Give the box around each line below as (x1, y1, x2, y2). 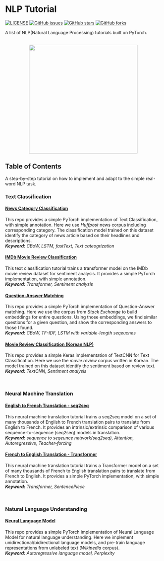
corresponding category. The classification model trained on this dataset (5, 227, 154, 233)
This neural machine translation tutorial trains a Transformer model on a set (5, 462, 159, 468)
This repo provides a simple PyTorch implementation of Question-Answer (5, 304, 155, 310)
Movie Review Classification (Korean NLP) (5, 341, 94, 347)
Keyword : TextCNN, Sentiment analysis (5, 368, 87, 374)
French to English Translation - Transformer (5, 451, 98, 458)
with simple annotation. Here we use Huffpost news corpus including (5, 222, 146, 228)
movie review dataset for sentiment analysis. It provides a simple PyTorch (5, 271, 155, 277)
